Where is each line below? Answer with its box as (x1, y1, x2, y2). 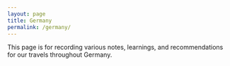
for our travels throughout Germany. (7, 50, 113, 59)
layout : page (7, 10, 46, 18)
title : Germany (7, 17, 52, 24)
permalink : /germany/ (7, 23, 71, 31)
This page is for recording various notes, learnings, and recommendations (7, 43, 224, 52)
